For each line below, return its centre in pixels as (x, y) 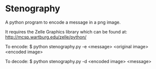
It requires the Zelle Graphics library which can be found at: (66, 32)
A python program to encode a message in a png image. (63, 22)
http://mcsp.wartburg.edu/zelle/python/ (46, 37)
